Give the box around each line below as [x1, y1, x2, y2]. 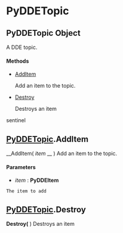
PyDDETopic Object [6, 28, 81, 38]
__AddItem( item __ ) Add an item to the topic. [6, 150, 118, 157]
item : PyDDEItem [14, 177, 59, 184]
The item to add [6, 188, 47, 194]
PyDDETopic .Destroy [6, 204, 87, 215]
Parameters [6, 163, 36, 170]
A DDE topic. [6, 44, 38, 51]
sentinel [6, 117, 26, 124]
